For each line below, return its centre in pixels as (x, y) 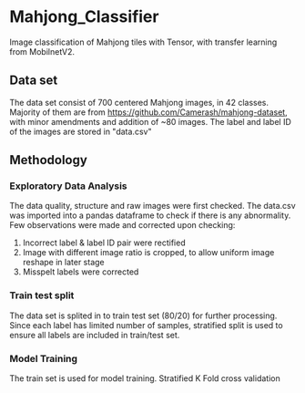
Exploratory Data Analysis (68, 186)
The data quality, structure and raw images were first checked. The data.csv (152, 206)
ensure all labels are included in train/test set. (95, 335)
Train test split (42, 295)
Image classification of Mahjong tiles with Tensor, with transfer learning (143, 42)
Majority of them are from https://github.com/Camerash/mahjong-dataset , (149, 112)
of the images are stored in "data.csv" (81, 131)
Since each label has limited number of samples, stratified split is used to (147, 325)
